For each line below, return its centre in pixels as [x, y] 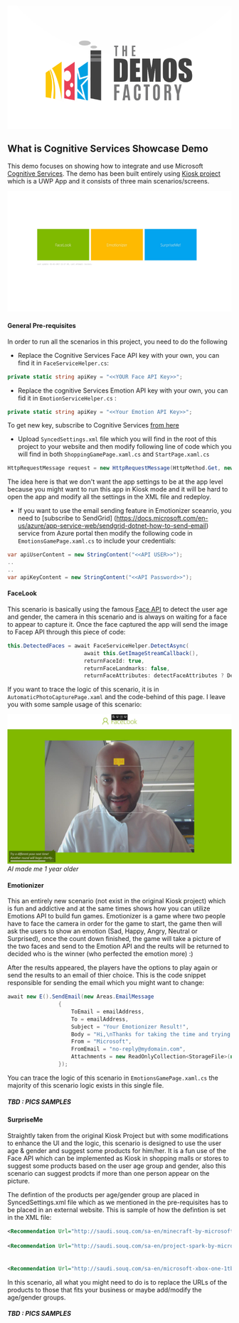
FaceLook [22, 593]
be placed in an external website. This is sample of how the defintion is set [117, 1210]
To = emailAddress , [100, 1019]
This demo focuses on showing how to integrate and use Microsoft [105, 166]
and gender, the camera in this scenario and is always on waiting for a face [117, 617]
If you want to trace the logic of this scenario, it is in [83, 689]
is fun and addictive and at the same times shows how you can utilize [109, 908]
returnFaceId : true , [114, 661]
